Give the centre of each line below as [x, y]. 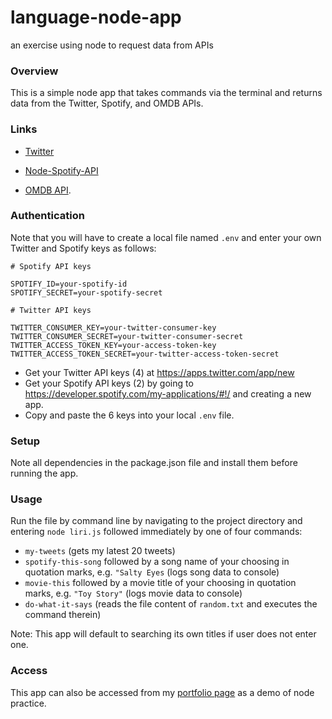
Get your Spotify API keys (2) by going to [109, 383]
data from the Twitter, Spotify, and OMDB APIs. [107, 103]
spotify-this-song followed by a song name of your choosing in [157, 562]
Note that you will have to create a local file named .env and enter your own [166, 237]
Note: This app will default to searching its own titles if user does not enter [163, 634]
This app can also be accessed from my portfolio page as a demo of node [162, 692]
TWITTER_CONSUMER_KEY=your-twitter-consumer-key [113, 327]
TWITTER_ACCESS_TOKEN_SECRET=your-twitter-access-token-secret [145, 354]
